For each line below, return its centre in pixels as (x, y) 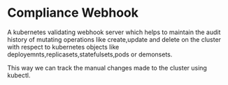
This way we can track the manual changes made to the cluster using (107, 68)
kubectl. (19, 75)
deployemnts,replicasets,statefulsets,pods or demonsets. (90, 54)
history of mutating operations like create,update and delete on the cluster (114, 39)
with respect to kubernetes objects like (63, 47)
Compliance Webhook (73, 13)
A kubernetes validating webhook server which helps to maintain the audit (114, 32)
